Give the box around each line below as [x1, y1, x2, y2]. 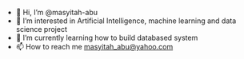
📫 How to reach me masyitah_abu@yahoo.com [15, 42, 174, 51]
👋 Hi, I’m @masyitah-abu [15, 8, 98, 17]
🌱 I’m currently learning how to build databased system [15, 33, 198, 42]
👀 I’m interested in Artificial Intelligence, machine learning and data [15, 16, 237, 26]
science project [15, 25, 68, 33]
